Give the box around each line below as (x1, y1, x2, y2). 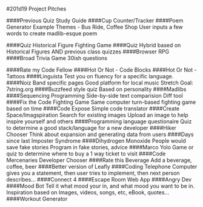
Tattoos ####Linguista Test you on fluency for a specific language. (6, 73, 174, 80)
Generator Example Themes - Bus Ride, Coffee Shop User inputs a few (6, 24, 183, 30)
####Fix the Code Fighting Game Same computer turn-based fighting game (6, 98, 196, 106)
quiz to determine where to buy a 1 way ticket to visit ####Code (6, 150, 166, 157)
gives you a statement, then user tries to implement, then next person (6, 169, 180, 177)
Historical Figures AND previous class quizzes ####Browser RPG (6, 48, 170, 55)
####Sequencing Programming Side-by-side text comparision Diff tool (6, 92, 183, 99)
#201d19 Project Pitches (6, 5, 67, 12)
